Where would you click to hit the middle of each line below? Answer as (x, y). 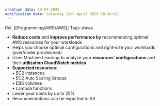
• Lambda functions (32, 88)
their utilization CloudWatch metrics (49, 63)
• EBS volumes (27, 83)
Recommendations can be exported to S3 (54, 98)
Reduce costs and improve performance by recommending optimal (80, 37)
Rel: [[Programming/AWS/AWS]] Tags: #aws (49, 27)
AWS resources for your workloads (47, 42)
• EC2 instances (28, 73)
